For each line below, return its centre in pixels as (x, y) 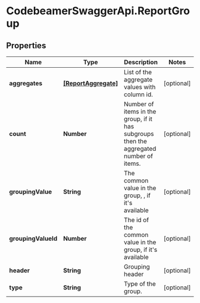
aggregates (26, 83)
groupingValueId (33, 239)
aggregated (140, 149)
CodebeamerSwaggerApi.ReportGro (98, 11)
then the (136, 141)
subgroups (139, 134)
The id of (137, 220)
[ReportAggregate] (91, 83)
